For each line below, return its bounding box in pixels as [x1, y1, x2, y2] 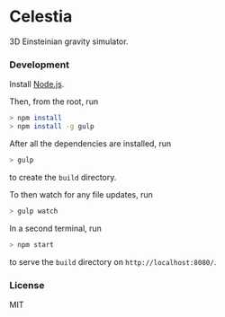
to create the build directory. [9, 172, 117, 182]
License [9, 278, 45, 291]
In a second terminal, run [9, 223, 102, 233]
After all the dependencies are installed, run [9, 137, 172, 149]
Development [9, 58, 70, 71]
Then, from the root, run [9, 96, 99, 107]
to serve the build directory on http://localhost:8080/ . [9, 256, 217, 267]
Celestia [9, 6, 73, 27]
